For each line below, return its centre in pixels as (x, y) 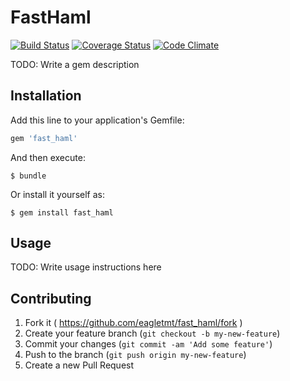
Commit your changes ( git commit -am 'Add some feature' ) (148, 344)
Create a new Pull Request (79, 365)
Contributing (51, 298)
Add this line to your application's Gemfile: (97, 120)
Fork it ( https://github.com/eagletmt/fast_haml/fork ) (133, 323)
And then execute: (48, 157)
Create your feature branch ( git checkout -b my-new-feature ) (152, 333)
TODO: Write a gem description (75, 64)
